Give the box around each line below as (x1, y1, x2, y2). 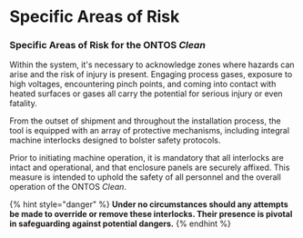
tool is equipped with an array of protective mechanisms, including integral (9, 125, 289, 136)
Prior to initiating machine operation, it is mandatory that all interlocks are (9, 153, 284, 164)
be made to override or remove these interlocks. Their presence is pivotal (9, 209, 293, 220)
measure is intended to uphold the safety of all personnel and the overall (9, 172, 282, 183)
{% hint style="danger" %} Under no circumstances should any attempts (9, 199, 288, 210)
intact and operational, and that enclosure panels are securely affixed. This (9, 162, 290, 174)
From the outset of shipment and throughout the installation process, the (9, 115, 281, 126)
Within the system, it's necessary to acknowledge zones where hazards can (9, 59, 295, 70)
